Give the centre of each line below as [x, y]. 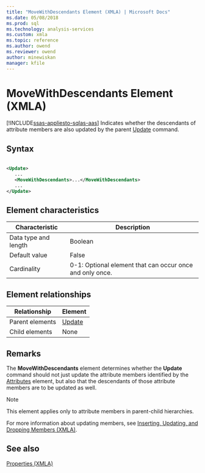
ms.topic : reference [33, 40]
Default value [28, 255]
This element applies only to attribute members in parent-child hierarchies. [100, 411]
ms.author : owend [28, 46]
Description [133, 228]
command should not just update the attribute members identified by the [98, 374]
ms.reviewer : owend [31, 52]
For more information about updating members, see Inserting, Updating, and [102, 423]
